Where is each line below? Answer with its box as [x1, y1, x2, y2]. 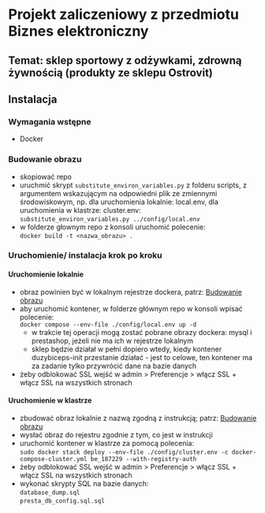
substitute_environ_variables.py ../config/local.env [19, 215, 200, 223]
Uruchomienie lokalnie [8, 270, 84, 279]
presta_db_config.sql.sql [19, 496, 105, 505]
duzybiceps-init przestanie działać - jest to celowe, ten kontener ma [31, 352, 253, 362]
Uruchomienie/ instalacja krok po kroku [8, 250, 162, 261]
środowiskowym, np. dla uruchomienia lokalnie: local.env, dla [19, 197, 218, 206]
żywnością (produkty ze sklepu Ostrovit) [8, 65, 213, 80]
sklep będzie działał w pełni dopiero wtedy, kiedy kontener [31, 344, 222, 354]
